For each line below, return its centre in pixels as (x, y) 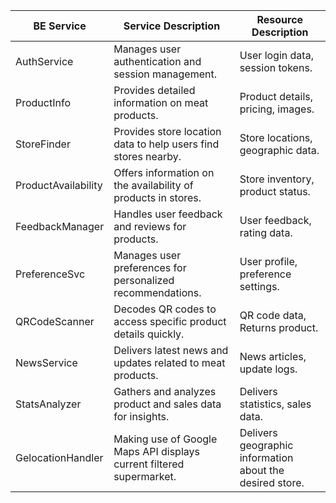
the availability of (153, 185)
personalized (144, 280)
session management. (165, 74)
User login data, (276, 55)
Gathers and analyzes (165, 391)
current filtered (149, 464)
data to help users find (166, 144)
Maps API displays (156, 451)
